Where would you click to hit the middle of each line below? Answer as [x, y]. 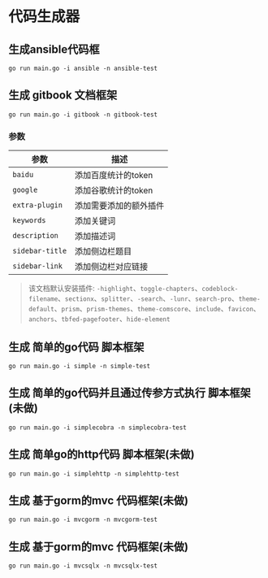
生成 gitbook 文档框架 [63, 96]
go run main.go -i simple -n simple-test [80, 366]
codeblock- [220, 289]
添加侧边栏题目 [103, 251]
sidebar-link [38, 266]
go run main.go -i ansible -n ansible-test [83, 68]
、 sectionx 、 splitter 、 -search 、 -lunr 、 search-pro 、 [149, 298]
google [25, 190]
